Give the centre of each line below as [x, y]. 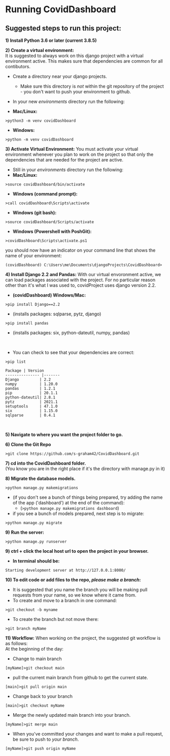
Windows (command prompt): [45, 194]
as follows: [16, 643]
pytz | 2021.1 [31, 402]
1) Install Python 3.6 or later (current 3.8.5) [51, 40]
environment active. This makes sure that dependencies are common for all [84, 61]
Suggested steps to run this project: [63, 28]
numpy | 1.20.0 [31, 384]
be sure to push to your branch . [46, 739]
